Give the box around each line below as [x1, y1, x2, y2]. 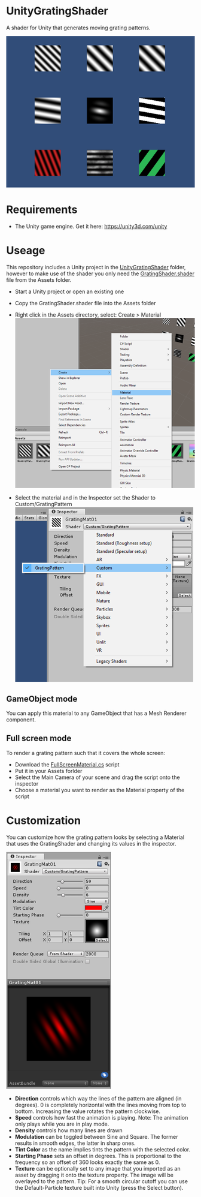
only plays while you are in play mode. [14, 1120, 109, 1127]
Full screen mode [6, 733, 72, 744]
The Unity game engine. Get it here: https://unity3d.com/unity [14, 222, 167, 230]
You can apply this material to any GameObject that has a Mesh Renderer [6, 709, 187, 717]
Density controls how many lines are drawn [14, 1126, 123, 1134]
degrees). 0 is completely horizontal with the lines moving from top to [14, 1101, 187, 1108]
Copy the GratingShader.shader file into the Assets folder [14, 299, 157, 306]
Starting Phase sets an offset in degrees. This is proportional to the [14, 1152, 181, 1159]
